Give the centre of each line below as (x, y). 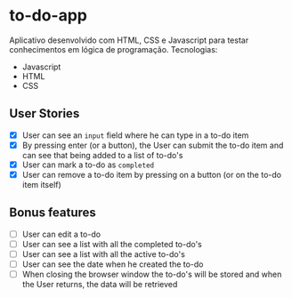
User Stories (45, 113)
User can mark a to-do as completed (88, 165)
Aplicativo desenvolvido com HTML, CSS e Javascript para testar (129, 40)
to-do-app (48, 16)
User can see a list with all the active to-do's (103, 254)
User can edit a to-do (61, 234)
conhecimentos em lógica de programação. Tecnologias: (114, 49)
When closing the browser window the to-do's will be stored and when (152, 274)
